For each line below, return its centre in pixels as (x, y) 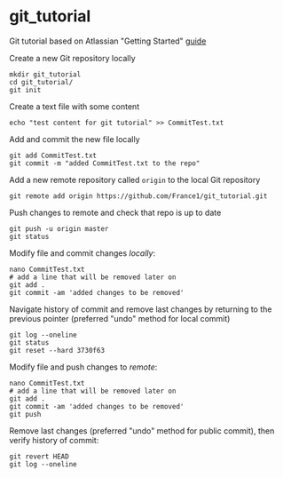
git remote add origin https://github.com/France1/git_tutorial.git (138, 196)
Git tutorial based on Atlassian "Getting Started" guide (108, 41)
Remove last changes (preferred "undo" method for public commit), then (142, 430)
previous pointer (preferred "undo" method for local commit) (120, 318)
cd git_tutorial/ (41, 82)
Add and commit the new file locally (75, 139)
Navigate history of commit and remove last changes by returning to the (141, 309)
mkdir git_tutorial (45, 74)
